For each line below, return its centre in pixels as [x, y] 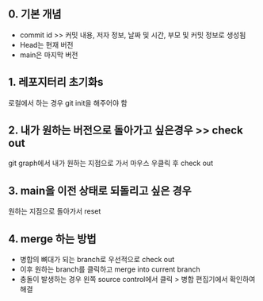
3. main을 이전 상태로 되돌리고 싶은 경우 [100, 190]
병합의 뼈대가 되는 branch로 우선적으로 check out [97, 260]
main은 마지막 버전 [49, 55]
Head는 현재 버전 [46, 44]
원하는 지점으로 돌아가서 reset [55, 211]
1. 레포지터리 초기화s [56, 82]
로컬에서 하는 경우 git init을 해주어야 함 [68, 102]
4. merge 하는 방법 [52, 239]
